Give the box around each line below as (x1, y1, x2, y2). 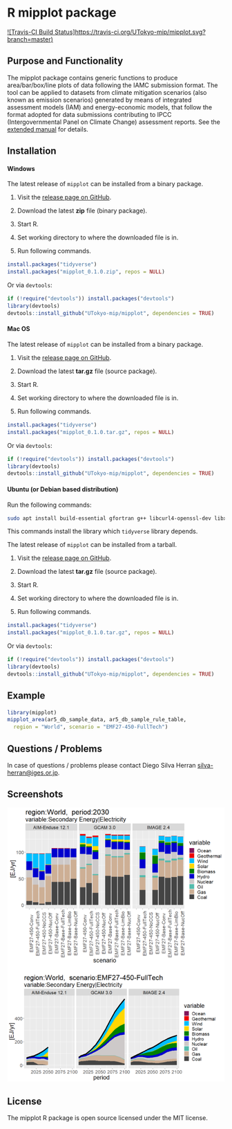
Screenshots (7, 788, 64, 800)
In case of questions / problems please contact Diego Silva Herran (7, 761, 196, 769)
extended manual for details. (7, 125, 88, 133)
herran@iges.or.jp (7, 768, 59, 777)
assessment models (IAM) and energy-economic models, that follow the (7, 102, 213, 111)
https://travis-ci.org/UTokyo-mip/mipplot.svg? (75, 28, 206, 36)
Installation (7, 145, 57, 157)
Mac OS (7, 325, 30, 333)
